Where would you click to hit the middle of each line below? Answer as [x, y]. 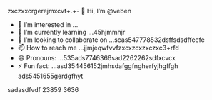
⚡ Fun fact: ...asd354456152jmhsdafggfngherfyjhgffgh [98, 66]
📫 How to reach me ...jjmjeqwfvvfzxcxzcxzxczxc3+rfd [99, 48]
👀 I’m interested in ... [48, 24]
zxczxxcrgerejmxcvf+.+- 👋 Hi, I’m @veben [70, 11]
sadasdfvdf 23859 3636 [43, 90]
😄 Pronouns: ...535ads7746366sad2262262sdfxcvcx [97, 58]
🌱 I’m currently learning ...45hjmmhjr [71, 32]
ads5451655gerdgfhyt [50, 76]
